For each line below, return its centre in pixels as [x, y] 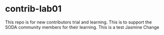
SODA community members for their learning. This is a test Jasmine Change [82, 27]
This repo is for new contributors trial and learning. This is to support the [79, 22]
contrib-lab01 [33, 9]
